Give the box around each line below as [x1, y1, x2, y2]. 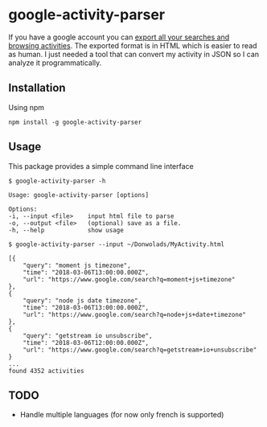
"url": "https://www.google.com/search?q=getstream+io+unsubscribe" [23, 346, 257, 354]
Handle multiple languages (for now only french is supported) [19, 410, 224, 420]
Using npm [8, 102, 45, 112]
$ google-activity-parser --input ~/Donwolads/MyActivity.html [8, 240, 225, 248]
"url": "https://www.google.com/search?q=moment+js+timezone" [23, 275, 236, 283]
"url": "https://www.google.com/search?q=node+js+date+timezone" [23, 310, 247, 318]
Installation [8, 81, 66, 95]
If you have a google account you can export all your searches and [8, 32, 230, 42]
